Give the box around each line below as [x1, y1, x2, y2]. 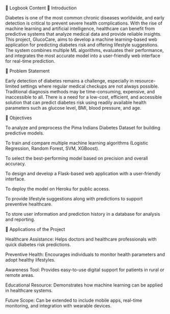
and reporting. [5, 217, 36, 222]
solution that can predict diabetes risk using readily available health [5, 99, 147, 106]
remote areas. [5, 272, 35, 278]
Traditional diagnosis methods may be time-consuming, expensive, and [5, 89, 155, 94]
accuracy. [5, 161, 26, 167]
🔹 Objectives [5, 115, 32, 121]
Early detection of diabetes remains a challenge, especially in [5, 78, 134, 84]
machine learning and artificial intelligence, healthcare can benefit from [5, 25, 155, 32]
